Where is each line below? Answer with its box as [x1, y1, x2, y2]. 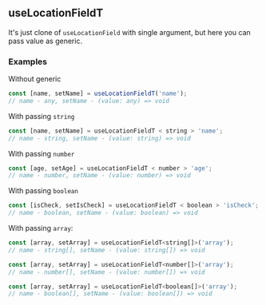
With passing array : [8, 224, 73, 233]
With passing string [8, 111, 75, 121]
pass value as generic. [8, 36, 82, 46]
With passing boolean [8, 186, 78, 196]
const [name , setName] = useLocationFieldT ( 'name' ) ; [8, 89, 188, 98]
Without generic [8, 74, 62, 84]
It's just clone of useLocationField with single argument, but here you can [8, 27, 252, 37]
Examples [8, 56, 48, 67]
